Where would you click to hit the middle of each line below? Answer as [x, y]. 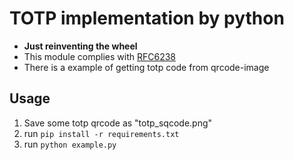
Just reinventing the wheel [80, 46]
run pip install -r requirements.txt [101, 133]
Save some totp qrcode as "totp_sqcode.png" [118, 123]
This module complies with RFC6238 [100, 56]
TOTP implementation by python [147, 18]
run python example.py [70, 144]
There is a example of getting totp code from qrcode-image [146, 67]
